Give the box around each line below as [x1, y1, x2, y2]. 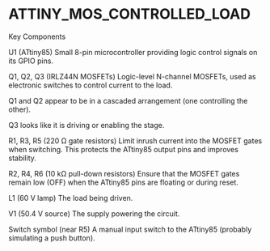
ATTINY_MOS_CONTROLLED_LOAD [8, 5, 251, 23]
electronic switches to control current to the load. [8, 80, 173, 90]
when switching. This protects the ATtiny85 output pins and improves [8, 144, 238, 154]
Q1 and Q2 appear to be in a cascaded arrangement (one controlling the [8, 96, 248, 105]
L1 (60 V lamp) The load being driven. [8, 193, 133, 202]
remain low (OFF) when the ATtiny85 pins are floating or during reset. [8, 177, 238, 187]
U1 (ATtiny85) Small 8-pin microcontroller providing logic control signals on [8, 47, 258, 57]
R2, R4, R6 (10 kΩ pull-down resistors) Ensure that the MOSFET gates [8, 168, 240, 178]
